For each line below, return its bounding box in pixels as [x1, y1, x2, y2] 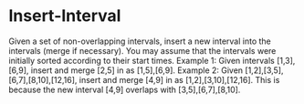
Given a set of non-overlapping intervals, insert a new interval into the [8, 36, 271, 47]
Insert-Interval [8, 5, 121, 26]
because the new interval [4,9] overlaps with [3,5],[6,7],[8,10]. [8, 84, 241, 95]
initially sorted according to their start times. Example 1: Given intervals [8, 55, 275, 66]
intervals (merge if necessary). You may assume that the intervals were [8, 45, 277, 56]
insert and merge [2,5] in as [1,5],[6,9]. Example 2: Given [30, 65, 244, 76]
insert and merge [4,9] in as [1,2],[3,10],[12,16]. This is [79, 74, 280, 85]
